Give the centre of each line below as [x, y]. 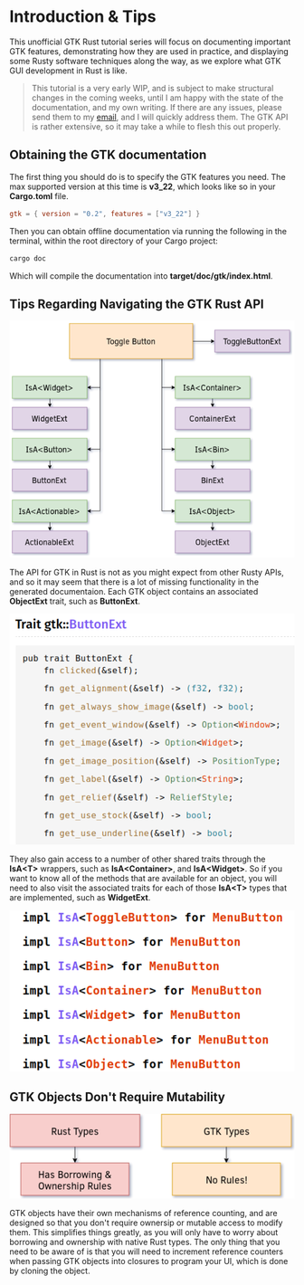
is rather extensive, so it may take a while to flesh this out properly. [156, 126]
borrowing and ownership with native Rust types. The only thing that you [145, 1242]
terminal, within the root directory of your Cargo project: [114, 241]
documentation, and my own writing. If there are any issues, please [157, 107]
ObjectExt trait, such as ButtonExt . [75, 601]
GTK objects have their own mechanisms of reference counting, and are [143, 1214]
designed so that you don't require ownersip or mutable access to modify [146, 1223]
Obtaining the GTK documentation [108, 155]
